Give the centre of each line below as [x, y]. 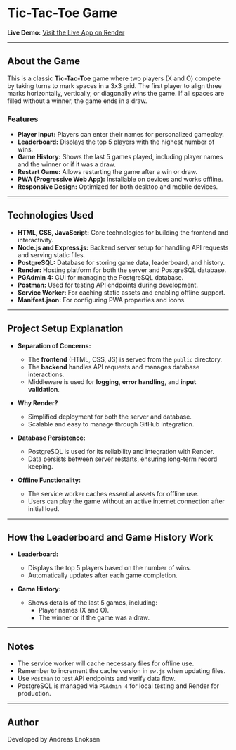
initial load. [44, 508]
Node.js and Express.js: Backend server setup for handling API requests [123, 247]
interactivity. [35, 240]
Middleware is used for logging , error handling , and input [112, 381]
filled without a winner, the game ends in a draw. [77, 101]
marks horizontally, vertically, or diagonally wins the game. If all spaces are [116, 93]
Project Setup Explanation [65, 329]
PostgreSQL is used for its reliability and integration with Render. [121, 451]
